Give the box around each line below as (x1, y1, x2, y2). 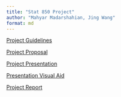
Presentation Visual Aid (6, 72, 65, 79)
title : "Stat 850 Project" (6, 8, 75, 15)
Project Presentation (6, 60, 58, 67)
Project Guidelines (6, 37, 52, 44)
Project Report (6, 84, 43, 91)
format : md (6, 20, 34, 26)
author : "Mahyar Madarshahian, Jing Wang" (6, 15, 116, 21)
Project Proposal (6, 48, 48, 56)
